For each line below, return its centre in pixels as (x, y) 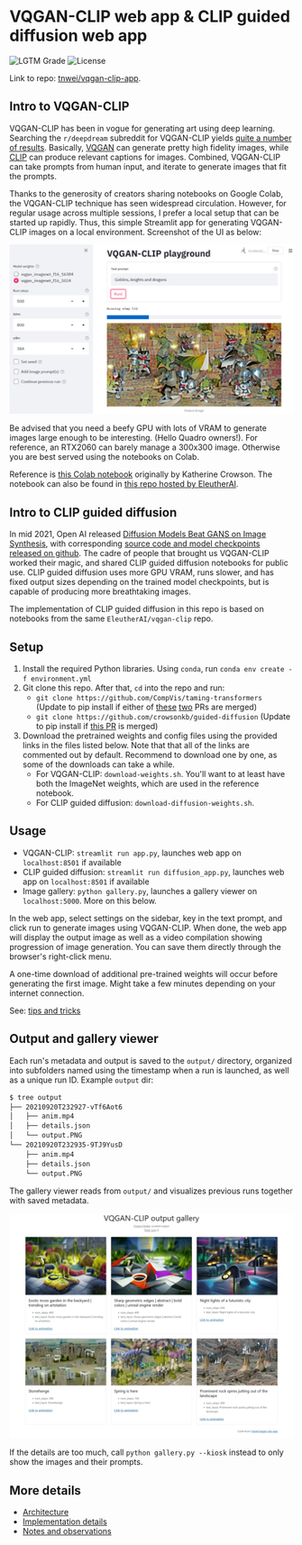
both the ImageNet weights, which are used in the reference (147, 784)
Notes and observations (67, 1531)
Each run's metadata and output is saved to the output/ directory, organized (151, 1060)
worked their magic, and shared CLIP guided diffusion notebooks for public (149, 563)
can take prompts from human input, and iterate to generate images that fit (148, 166)
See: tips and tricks (45, 1010)
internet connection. (47, 992)
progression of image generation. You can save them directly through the (145, 946)
